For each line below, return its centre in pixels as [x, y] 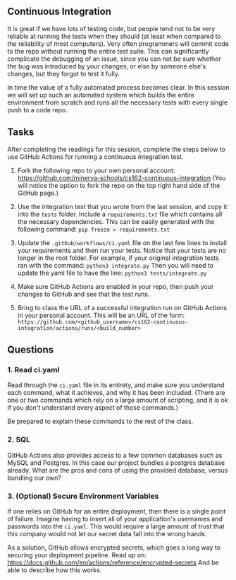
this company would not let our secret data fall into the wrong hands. [107, 533]
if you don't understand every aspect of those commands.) [93, 408]
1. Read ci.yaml [33, 369]
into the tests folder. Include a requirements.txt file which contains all [120, 214]
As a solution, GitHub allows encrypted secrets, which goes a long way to [114, 548]
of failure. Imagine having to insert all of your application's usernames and [115, 519]
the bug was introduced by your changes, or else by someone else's [107, 66]
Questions [31, 350]
